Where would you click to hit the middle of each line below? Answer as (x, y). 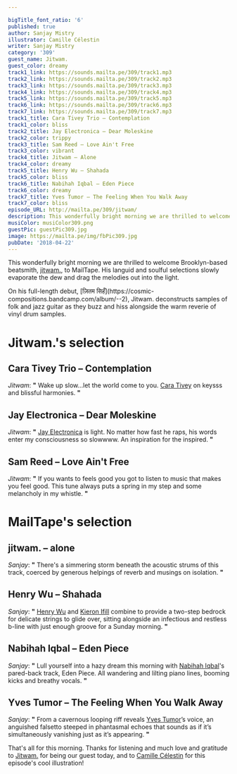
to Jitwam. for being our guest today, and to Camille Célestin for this (107, 756)
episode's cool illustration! (46, 763)
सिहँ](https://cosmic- (126, 291)
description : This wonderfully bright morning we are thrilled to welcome (120, 217)
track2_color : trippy (40, 138)
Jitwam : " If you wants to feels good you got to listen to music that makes (115, 479)
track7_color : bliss (38, 204)
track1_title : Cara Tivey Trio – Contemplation (79, 118)
